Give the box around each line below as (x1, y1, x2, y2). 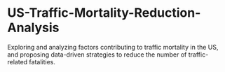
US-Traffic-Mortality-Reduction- (7, 5, 201, 21)
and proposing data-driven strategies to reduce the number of (7, 50, 187, 59)
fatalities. (29, 57, 56, 66)
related (7, 57, 28, 66)
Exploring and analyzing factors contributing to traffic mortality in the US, (7, 43, 219, 51)
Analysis (7, 20, 60, 36)
